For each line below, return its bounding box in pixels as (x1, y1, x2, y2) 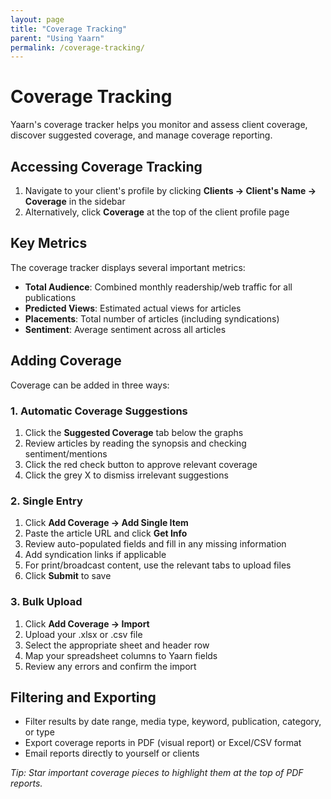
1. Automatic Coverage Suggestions (10, 404, 188, 418)
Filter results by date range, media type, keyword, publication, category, (24, 716, 322, 728)
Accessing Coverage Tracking (10, 158, 203, 175)
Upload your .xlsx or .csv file (24, 628, 143, 640)
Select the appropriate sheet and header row (24, 639, 210, 651)
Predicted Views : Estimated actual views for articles (24, 302, 242, 314)
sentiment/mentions (24, 447, 108, 460)
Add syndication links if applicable (24, 549, 167, 561)
